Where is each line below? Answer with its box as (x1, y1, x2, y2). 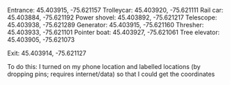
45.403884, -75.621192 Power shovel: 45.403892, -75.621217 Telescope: (7, 13, 217, 22)
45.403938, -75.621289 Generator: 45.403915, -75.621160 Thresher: (7, 21, 204, 29)
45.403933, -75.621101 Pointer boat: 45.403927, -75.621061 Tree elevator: (7, 28, 220, 36)
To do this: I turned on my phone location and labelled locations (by (7, 63, 201, 70)
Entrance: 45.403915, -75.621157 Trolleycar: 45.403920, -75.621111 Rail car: (7, 6, 224, 14)
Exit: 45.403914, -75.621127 (7, 49, 87, 57)
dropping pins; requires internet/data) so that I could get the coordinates (7, 70, 215, 78)
